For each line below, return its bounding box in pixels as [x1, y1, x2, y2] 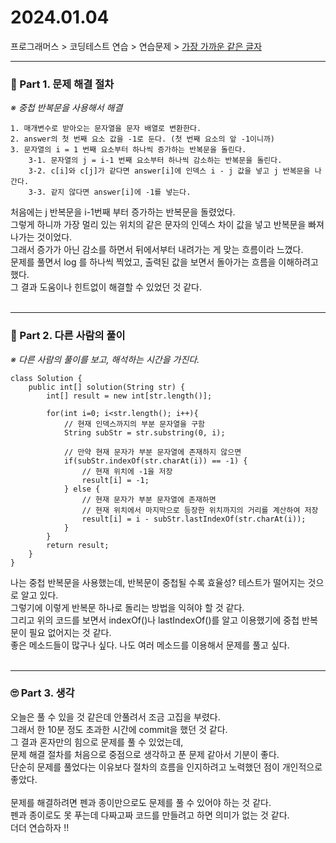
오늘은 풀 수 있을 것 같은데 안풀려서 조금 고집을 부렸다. [10, 711, 221, 723]
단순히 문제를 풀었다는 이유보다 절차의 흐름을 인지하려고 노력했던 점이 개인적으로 [10, 761, 323, 773]
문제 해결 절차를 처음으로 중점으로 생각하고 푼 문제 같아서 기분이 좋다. [10, 748, 280, 760]
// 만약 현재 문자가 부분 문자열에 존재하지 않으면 [63, 447, 242, 457]
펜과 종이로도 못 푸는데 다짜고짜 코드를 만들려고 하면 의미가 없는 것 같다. [10, 809, 290, 821]
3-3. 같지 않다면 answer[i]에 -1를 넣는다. [28, 187, 192, 198]
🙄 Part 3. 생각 [10, 686, 75, 700]
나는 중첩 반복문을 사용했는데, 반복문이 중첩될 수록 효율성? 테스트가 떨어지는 [10, 576, 306, 588]
